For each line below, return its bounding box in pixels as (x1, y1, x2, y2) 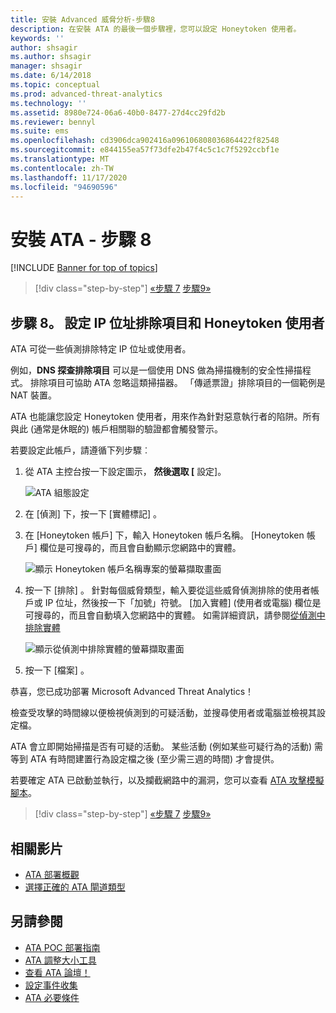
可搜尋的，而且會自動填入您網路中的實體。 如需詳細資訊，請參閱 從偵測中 (24, 609, 326, 621)
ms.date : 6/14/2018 (10, 71, 92, 81)
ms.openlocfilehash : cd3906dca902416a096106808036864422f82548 (10, 136, 280, 146)
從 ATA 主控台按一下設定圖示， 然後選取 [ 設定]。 (24, 466, 227, 478)
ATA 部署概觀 (24, 868, 80, 880)
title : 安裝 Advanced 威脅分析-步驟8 (10, 14, 156, 25)
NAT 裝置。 (10, 389, 57, 401)
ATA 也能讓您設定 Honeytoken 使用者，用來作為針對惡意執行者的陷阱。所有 (10, 411, 321, 423)
